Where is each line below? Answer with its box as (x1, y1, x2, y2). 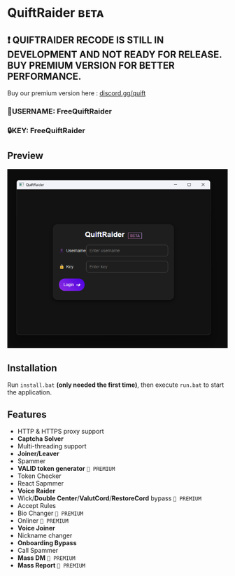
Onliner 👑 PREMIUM (17, 516, 69, 525)
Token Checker (17, 472, 62, 480)
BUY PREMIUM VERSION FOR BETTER (7, 60, 175, 71)
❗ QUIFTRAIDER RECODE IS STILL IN (7, 34, 164, 46)
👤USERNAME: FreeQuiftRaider (7, 106, 112, 116)
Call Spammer (17, 546, 59, 554)
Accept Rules (17, 501, 56, 509)
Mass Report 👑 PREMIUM (17, 561, 86, 569)
